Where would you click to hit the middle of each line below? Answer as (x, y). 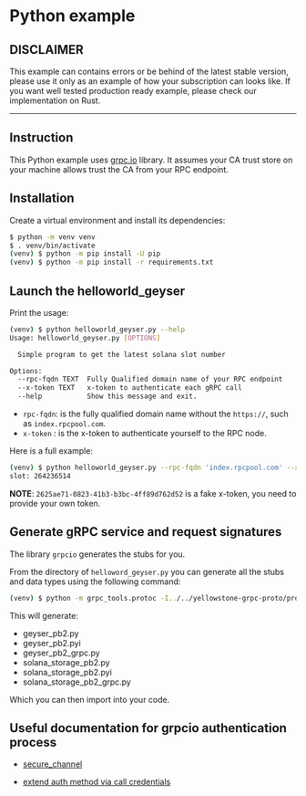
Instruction (41, 138)
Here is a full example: (51, 451)
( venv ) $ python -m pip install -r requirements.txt (112, 262)
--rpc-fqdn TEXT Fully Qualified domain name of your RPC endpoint (150, 380)
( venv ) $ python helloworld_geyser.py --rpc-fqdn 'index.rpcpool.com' (146, 468)
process (33, 742)
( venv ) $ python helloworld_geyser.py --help (97, 330)
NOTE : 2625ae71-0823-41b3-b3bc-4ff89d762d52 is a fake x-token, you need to (153, 493)
